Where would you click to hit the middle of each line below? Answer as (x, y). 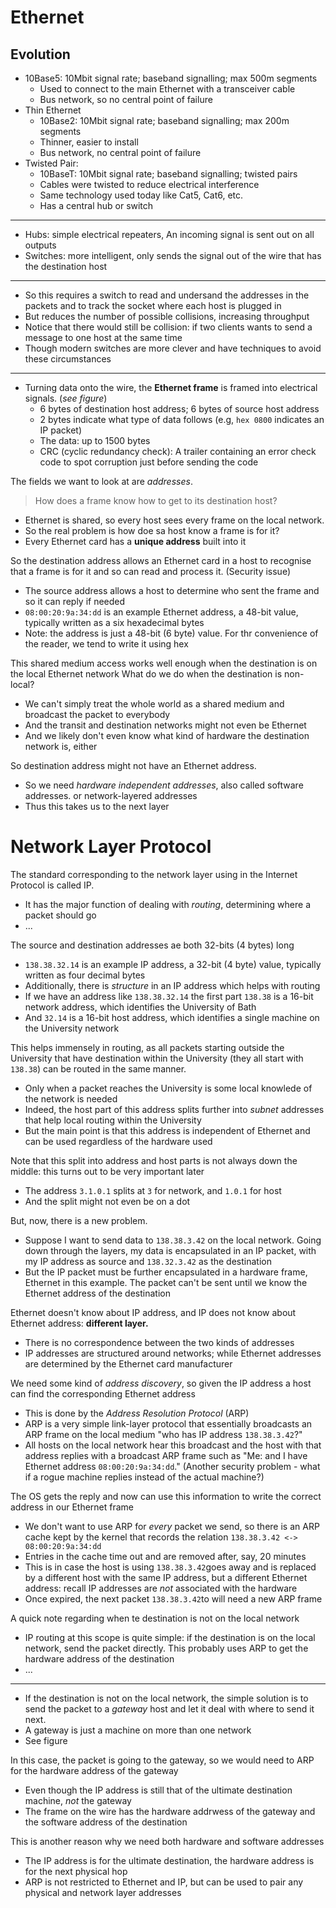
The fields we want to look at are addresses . (101, 481)
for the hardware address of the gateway (94, 1770)
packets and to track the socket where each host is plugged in (153, 305)
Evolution (40, 54)
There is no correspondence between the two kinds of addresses (159, 1342)
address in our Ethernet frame (72, 1507)
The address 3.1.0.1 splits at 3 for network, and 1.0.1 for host (153, 1190)
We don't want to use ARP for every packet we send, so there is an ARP (172, 1526)
